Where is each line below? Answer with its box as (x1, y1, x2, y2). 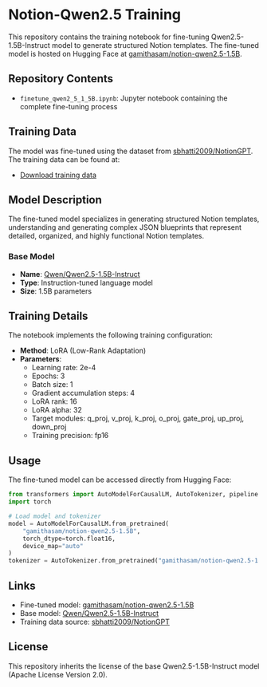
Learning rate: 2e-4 (31, 363, 96, 373)
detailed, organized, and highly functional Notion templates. (8, 231, 205, 241)
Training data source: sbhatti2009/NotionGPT (19, 617, 170, 626)
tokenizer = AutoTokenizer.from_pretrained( (8, 557, 159, 565)
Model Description (8, 193, 102, 207)
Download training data (19, 170, 97, 180)
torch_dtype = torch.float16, (22, 535, 116, 543)
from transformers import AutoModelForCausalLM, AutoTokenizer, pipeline (8, 491, 259, 499)
